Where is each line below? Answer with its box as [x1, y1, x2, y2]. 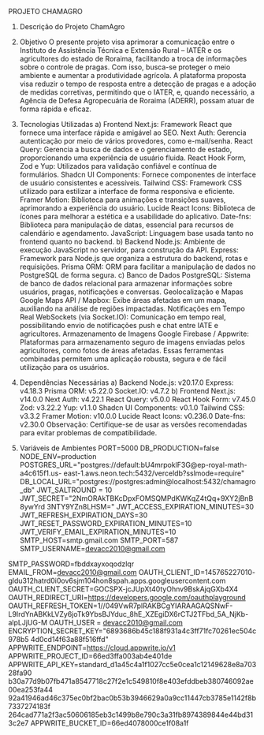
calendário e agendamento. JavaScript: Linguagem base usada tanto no [19, 229, 254, 237]
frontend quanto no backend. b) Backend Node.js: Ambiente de [19, 237, 226, 246]
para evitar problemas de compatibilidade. [19, 428, 158, 437]
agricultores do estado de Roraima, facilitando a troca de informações [19, 54, 247, 63]
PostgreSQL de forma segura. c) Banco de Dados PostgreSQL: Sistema [19, 270, 251, 279]
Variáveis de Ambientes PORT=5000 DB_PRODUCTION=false [19, 443, 220, 453]
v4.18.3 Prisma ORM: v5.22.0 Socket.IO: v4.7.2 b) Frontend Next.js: [19, 386, 236, 395]
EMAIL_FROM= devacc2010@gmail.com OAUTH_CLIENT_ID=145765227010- [8, 568, 256, 576]
